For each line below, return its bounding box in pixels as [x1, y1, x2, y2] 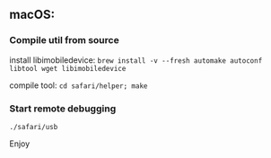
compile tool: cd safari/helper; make [9, 80, 148, 91]
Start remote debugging [9, 102, 117, 115]
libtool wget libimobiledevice [9, 64, 127, 73]
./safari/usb [9, 122, 58, 131]
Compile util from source [9, 34, 119, 47]
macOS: [9, 7, 56, 22]
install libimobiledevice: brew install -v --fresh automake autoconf [9, 54, 263, 66]
